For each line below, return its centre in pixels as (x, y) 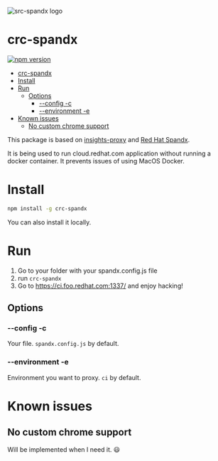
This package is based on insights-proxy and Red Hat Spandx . (99, 139)
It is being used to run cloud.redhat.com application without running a (109, 153)
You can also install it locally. (49, 222)
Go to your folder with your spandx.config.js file (87, 271)
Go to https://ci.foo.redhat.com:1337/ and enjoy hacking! (100, 286)
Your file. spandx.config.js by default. (63, 344)
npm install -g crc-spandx (47, 208)
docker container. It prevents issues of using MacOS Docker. (96, 161)
